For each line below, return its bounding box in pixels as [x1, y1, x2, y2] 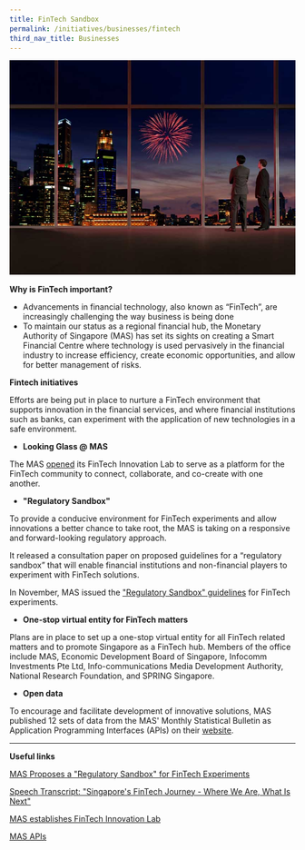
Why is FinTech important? [9, 283, 113, 294]
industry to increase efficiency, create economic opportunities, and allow [22, 350, 296, 361]
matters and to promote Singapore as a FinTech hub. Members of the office [9, 641, 291, 652]
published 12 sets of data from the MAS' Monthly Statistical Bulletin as [9, 715, 272, 726]
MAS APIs [9, 831, 47, 842]
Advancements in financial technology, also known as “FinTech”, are [22, 301, 278, 312]
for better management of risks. [22, 359, 143, 370]
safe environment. [9, 423, 77, 434]
